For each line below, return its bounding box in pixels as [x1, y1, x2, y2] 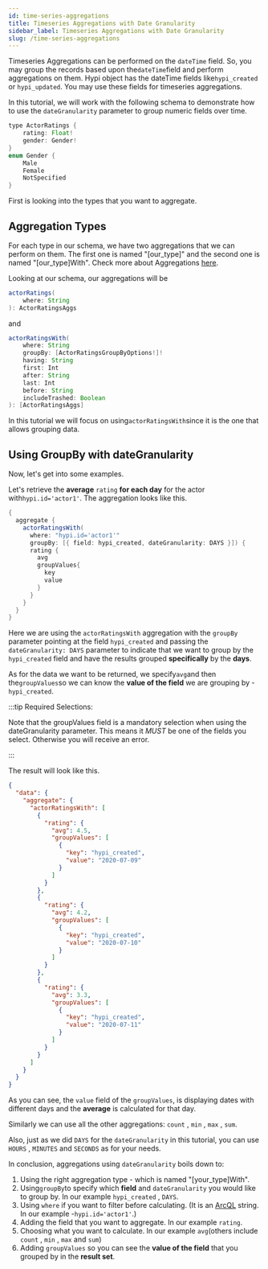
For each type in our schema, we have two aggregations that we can [8, 241, 235, 250]
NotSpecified [22, 174, 67, 182]
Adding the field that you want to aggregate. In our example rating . [19, 1217, 243, 1227]
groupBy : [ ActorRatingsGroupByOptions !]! [22, 349, 163, 357]
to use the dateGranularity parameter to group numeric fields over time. [8, 106, 247, 116]
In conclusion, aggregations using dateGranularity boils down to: [8, 1160, 225, 1169]
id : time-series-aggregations [8, 11, 110, 20]
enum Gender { [8, 151, 56, 159]
